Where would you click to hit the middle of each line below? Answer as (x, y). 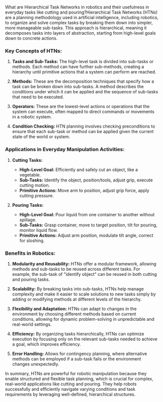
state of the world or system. (41, 137)
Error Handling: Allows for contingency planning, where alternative (80, 354)
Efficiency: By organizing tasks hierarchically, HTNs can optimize (78, 334)
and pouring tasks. (31, 279)
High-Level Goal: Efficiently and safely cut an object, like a (79, 169)
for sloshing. (32, 240)
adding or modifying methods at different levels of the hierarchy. (77, 299)
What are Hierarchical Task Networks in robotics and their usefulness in (77, 7)
